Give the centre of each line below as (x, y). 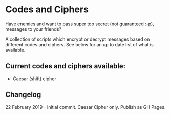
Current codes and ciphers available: (66, 66)
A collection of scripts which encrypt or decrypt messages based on (78, 39)
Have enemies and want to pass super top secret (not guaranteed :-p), (80, 24)
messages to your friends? (33, 29)
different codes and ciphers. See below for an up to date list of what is (79, 44)
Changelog (23, 95)
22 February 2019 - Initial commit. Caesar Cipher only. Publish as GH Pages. (86, 107)
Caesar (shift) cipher (34, 79)
